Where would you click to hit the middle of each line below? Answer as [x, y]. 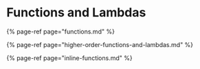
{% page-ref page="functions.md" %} [60, 31]
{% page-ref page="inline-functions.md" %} [69, 58]
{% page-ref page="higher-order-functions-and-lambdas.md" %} [100, 44]
